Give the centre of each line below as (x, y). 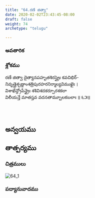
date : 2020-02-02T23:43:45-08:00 (40, 15)
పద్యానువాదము (22, 189)
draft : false (19, 19)
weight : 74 (16, 24)
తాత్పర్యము (21, 148)
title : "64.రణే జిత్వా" (27, 10)
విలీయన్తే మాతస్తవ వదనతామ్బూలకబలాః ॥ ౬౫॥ (48, 97)
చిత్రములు (15, 164)
